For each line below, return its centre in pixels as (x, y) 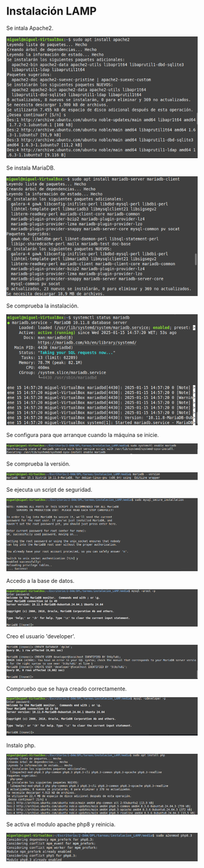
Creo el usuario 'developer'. (41, 636)
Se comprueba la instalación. (42, 306)
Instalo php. (21, 745)
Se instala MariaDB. (31, 168)
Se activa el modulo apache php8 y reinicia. (61, 824)
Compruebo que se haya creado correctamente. (67, 689)
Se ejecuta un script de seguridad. (49, 489)
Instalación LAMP (52, 11)
